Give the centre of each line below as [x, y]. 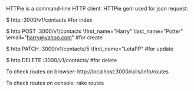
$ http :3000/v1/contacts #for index [49, 20]
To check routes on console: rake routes [55, 83]
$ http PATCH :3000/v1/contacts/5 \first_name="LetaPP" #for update [90, 49]
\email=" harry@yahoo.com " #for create [55, 37]
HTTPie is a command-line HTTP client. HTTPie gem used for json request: [97, 9]
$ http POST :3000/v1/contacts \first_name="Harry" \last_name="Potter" [95, 31]
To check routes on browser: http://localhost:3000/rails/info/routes [88, 72]
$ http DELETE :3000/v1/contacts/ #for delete [62, 60]
